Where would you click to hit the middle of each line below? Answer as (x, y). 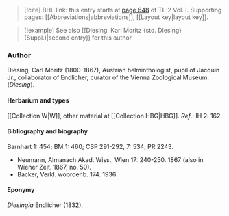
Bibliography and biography (47, 131)
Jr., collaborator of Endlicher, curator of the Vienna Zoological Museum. (108, 77)
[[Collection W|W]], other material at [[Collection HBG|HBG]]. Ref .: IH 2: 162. (115, 116)
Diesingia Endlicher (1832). (45, 205)
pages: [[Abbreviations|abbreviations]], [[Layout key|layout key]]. (116, 17)
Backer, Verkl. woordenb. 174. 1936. (67, 174)
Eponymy (21, 190)
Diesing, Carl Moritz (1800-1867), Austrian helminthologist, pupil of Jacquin (113, 70)
